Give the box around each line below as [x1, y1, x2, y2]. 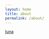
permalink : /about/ [5, 16, 45, 20]
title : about [5, 11, 32, 16]
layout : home [5, 7, 32, 12]
